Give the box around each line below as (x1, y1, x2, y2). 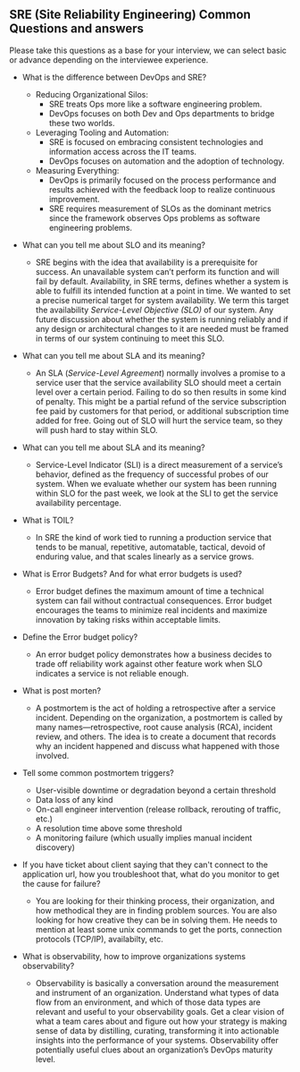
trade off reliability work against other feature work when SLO (35, 658, 263, 669)
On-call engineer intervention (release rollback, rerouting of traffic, (35, 804, 281, 814)
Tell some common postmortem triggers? (21, 767, 174, 778)
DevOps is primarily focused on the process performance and (48, 174, 277, 185)
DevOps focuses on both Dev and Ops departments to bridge (48, 107, 275, 119)
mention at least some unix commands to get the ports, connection (35, 923, 283, 934)
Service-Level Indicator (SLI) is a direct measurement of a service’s (35, 459, 283, 470)
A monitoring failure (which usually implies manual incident (35, 832, 253, 843)
